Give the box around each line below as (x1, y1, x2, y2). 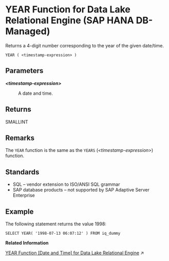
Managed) (5, 26, 50, 37)
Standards (5, 167, 40, 176)
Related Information (5, 240, 49, 246)
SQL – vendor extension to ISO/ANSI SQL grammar (12, 181, 120, 187)
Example (5, 207, 34, 216)
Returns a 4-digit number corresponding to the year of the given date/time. (5, 42, 164, 48)
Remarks (5, 133, 35, 142)
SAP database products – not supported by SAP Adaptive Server (12, 187, 150, 193)
